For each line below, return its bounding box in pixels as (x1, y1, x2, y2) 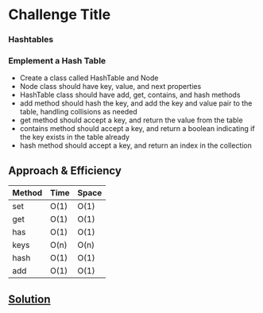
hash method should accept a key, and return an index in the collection (19, 141, 253, 150)
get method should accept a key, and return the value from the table (19, 115, 244, 125)
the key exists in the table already (19, 133, 130, 142)
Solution (8, 292, 51, 306)
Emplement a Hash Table (8, 56, 106, 67)
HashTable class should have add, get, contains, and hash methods (19, 90, 241, 100)
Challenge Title (8, 6, 111, 24)
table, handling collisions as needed (19, 107, 137, 117)
